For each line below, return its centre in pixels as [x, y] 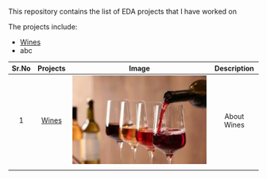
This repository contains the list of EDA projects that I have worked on [122, 11]
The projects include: [43, 27]
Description [234, 68]
